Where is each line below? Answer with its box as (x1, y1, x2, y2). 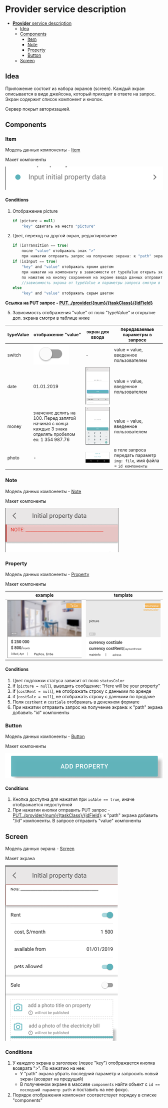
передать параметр (114, 452, 156, 458)
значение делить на (33, 410, 76, 416)
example (35, 592, 54, 598)
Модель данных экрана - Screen (5, 846, 75, 852)
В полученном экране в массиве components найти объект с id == (19, 1081, 160, 1087)
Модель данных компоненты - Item (5, 147, 81, 153)
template (113, 592, 133, 598)
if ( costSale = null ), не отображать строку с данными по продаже (12, 693, 155, 699)
